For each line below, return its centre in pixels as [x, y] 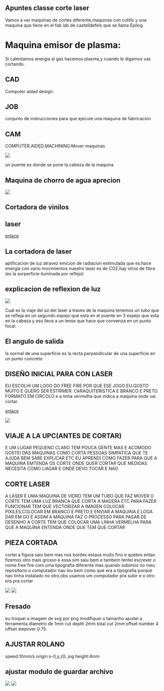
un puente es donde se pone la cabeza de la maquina [60, 165]
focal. [11, 326]
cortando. [15, 64]
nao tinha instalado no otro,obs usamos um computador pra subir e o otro [80, 575]
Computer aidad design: [30, 91]
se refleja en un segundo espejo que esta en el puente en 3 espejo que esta [82, 315]
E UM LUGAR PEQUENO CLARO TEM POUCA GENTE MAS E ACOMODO [78, 448]
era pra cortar [19, 581]
